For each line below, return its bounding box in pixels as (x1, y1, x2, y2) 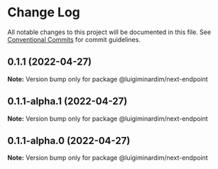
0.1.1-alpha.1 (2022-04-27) (7, 95, 128, 107)
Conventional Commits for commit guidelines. (7, 35, 141, 43)
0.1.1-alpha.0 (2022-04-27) (7, 134, 131, 146)
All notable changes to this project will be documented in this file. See (7, 28, 212, 36)
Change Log (7, 4, 80, 21)
